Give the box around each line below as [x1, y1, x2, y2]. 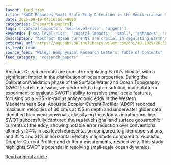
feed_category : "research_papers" [5, 54, 79, 60]
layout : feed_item [5, 7, 44, 13]
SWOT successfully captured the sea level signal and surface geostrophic [5, 117, 161, 123]
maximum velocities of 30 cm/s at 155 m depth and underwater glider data [5, 106, 161, 112]
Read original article [5, 154, 47, 160]
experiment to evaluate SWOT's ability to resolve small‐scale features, [5, 90, 153, 96]
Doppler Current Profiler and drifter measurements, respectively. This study [5, 139, 164, 145]
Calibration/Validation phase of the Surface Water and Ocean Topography [5, 79, 160, 85]
